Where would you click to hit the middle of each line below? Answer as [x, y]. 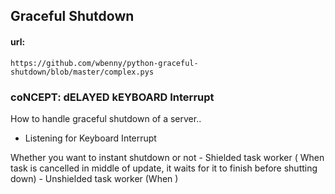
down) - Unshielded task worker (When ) [94, 178]
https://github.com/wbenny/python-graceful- [104, 63]
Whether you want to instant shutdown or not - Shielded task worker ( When [167, 157]
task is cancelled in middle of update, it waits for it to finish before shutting [164, 168]
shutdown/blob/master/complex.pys [82, 72]
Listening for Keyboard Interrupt [90, 138]
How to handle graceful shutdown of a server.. [106, 118]
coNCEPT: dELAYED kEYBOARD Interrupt [112, 97]
